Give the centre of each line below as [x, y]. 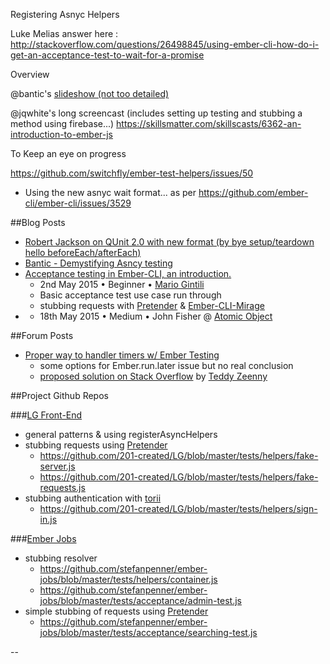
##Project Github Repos [59, 395]
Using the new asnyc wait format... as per [110, 192]
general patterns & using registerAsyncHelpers [121, 434]
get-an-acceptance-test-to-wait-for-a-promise [107, 55]
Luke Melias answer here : [64, 33]
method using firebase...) [62, 123]
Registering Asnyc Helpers [65, 14]
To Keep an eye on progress [68, 153]
